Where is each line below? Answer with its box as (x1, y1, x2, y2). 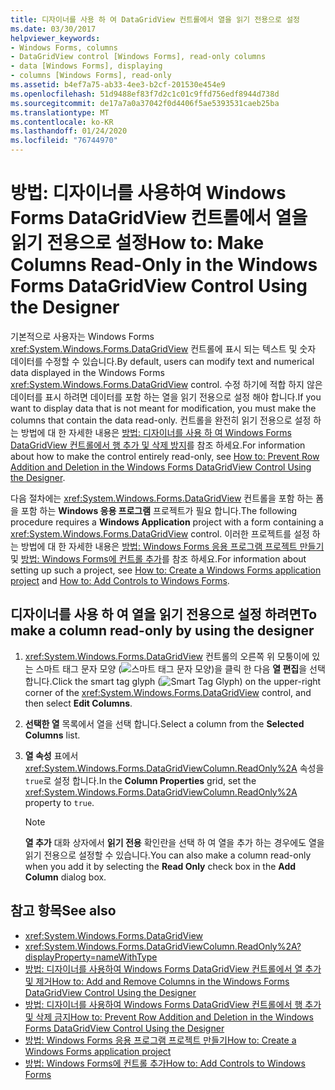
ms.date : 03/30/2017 (10, 24, 97, 34)
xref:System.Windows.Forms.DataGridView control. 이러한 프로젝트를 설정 (10, 527, 310, 540)
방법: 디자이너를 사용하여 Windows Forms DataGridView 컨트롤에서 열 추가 (24, 962, 322, 975)
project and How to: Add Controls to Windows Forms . (10, 574, 230, 586)
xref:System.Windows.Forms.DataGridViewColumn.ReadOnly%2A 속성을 (24, 762, 325, 774)
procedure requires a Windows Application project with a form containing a (10, 516, 324, 528)
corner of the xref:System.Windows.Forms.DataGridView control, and (24, 686, 312, 698)
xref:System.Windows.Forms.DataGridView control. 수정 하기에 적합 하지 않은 (10, 378, 323, 390)
